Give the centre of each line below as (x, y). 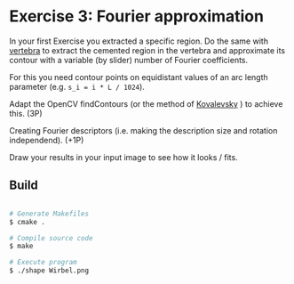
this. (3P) (26, 113)
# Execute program (43, 263)
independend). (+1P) (47, 140)
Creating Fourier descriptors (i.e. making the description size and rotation (143, 130)
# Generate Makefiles (49, 214)
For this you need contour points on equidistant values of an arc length (139, 77)
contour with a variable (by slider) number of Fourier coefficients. (129, 60)
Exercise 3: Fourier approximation (137, 16)
